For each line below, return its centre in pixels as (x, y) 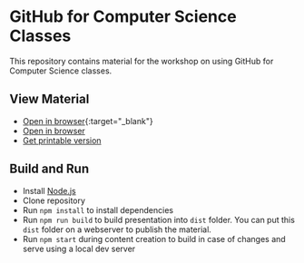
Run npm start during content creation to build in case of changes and (154, 239)
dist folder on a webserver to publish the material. (117, 229)
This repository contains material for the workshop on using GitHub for (142, 61)
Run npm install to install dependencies (98, 209)
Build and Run (49, 169)
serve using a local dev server (79, 248)
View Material (49, 99)
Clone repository (54, 200)
